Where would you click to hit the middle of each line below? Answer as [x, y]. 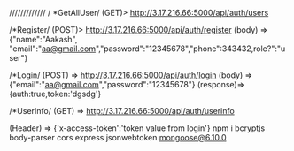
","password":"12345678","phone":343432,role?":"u [190, 49]
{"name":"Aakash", [43, 39]
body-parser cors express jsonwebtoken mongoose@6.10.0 [118, 137]
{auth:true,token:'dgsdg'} [55, 94]
